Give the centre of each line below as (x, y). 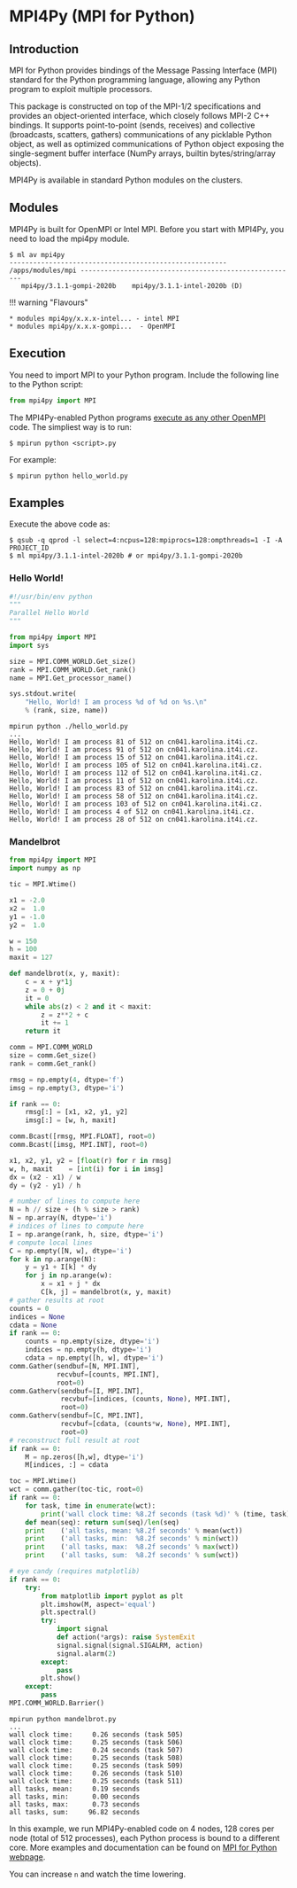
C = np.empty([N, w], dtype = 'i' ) (71, 1251)
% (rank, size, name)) (67, 711)
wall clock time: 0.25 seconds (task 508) (96, 1758)
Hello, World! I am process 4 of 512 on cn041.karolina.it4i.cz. (132, 812)
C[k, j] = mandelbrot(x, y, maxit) (107, 1292)
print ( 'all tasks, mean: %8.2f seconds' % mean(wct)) (134, 1531)
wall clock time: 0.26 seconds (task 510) (96, 1773)
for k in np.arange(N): (53, 1259)
